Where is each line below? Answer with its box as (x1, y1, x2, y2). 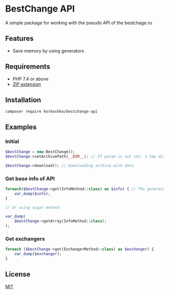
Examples (5, 123, 37, 131)
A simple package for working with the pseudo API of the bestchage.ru (5, 20, 152, 26)
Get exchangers (5, 236, 45, 243)
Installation (5, 95, 41, 104)
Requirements (5, 63, 50, 71)
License (5, 270, 31, 279)
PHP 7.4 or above (12, 76, 49, 82)
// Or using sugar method (5, 205, 59, 210)
